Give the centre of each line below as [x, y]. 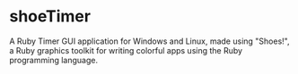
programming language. [54, 60]
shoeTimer [50, 16]
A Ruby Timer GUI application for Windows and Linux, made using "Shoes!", [149, 41]
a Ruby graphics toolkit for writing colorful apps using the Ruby [126, 50]
